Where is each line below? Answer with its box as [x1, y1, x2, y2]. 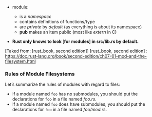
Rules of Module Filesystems [5, 70, 75, 77]
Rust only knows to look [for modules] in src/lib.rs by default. [12, 39, 139, 44]
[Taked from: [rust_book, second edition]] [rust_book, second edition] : [5, 48, 148, 54]
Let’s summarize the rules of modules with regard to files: [5, 81, 120, 87]
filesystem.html [5, 58, 36, 64]
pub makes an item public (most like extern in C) [19, 29, 117, 35]
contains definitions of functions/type [19, 19, 95, 24]
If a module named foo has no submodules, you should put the [12, 91, 138, 97]
